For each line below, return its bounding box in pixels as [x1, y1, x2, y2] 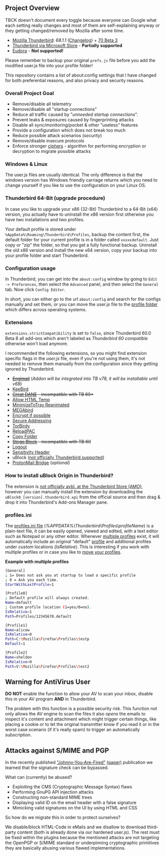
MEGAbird [12, 407, 34, 413]
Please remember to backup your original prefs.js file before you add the [5, 57, 156, 63]
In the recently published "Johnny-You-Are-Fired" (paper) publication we [5, 760, 153, 765]
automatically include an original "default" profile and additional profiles [5, 538, 152, 544]
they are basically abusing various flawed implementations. [5, 845, 126, 851]
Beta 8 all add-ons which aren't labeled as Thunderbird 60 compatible [5, 335, 148, 341]
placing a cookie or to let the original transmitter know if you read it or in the [5, 721, 160, 727]
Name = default [5, 600, 32, 605]
